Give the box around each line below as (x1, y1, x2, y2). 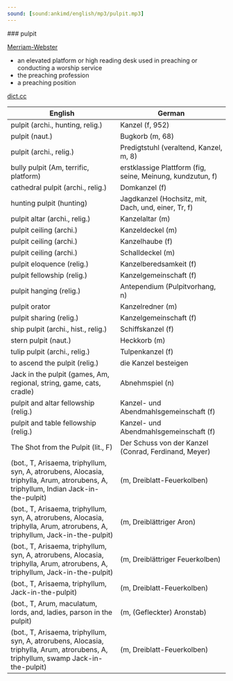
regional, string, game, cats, (10, 378, 101, 388)
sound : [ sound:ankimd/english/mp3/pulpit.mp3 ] (7, 10, 144, 17)
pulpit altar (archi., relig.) (10, 213, 91, 223)
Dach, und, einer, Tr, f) (120, 202, 193, 212)
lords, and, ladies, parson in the (10, 607, 113, 617)
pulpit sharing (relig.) (10, 313, 79, 322)
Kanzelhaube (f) (120, 236, 173, 246)
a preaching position (17, 78, 76, 87)
